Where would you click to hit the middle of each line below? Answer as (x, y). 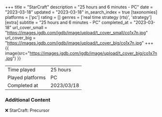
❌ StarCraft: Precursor (27, 110)
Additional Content (28, 100)
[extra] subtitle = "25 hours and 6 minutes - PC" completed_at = (69, 22)
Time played (22, 70)
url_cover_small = (30, 28)
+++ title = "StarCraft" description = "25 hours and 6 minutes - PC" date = (79, 7)
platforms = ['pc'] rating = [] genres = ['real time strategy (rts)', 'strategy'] (78, 17)
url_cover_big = (21, 38)
